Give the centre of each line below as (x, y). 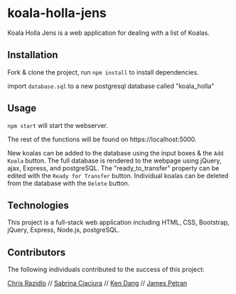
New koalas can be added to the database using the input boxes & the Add (116, 153)
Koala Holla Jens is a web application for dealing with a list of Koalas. (108, 33)
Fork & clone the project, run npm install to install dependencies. (103, 72)
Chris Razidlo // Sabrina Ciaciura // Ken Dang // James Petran (97, 283)
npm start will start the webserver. (58, 125)
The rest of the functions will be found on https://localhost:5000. (102, 139)
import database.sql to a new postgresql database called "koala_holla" (111, 86)
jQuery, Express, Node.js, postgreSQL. (64, 230)
